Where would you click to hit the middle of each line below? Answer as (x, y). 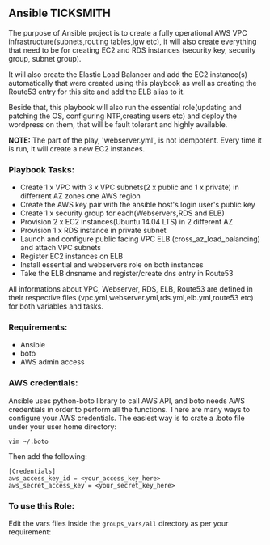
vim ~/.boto (28, 441)
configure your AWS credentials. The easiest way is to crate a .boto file (127, 418)
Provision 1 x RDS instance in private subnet (93, 231)
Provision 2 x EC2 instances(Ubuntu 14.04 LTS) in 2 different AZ (126, 222)
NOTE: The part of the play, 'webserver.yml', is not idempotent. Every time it (135, 140)
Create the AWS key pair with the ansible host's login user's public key (138, 205)
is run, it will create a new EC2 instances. (77, 148)
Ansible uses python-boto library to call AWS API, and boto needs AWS (127, 401)
